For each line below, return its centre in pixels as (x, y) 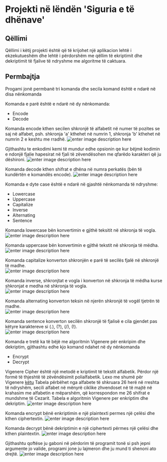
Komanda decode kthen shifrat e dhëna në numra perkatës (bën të (74, 169)
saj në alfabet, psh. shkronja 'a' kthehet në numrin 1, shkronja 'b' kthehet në (83, 134)
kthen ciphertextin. (24, 418)
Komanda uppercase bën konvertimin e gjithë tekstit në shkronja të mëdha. (82, 245)
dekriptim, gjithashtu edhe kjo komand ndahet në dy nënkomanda (73, 347)
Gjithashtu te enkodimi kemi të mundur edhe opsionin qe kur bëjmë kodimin (83, 149)
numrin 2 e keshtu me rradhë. (36, 139)
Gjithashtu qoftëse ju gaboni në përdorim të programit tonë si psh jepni (78, 443)
